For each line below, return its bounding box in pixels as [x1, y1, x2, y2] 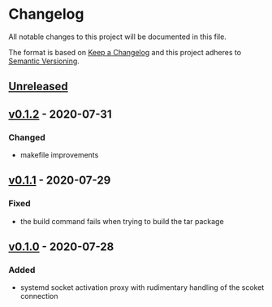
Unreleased [8, 80, 69, 93]
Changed [8, 132, 46, 143]
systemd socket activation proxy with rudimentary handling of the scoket [19, 283, 265, 292]
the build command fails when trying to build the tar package [19, 216, 225, 226]
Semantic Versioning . [8, 56, 80, 66]
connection [19, 292, 58, 301]
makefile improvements [19, 150, 99, 160]
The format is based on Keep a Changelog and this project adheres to [8, 47, 242, 57]
